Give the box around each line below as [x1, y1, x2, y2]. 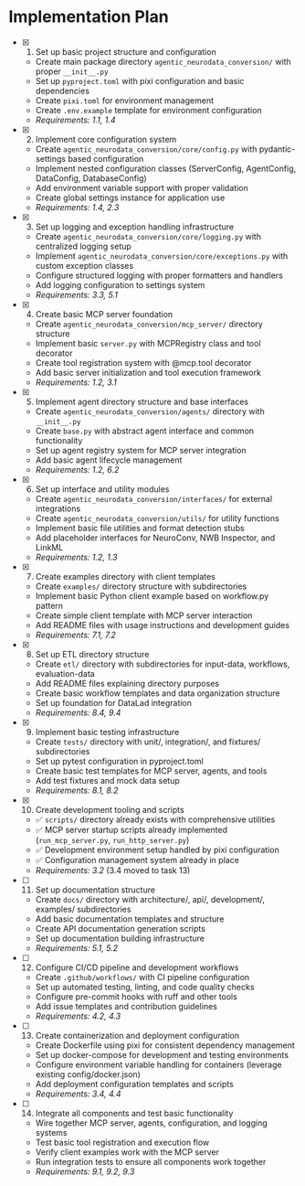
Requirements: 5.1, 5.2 [35, 942, 119, 953]
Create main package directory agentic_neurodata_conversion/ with [35, 56, 291, 67]
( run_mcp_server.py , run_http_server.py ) [35, 834, 190, 845]
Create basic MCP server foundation [35, 308, 174, 319]
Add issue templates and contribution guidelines [35, 1000, 218, 1011]
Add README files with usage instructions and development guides [35, 619, 289, 630]
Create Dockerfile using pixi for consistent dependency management [35, 1040, 296, 1051]
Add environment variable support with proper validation [35, 182, 248, 193]
